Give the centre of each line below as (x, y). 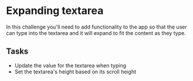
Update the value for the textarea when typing (70, 65)
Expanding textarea (55, 11)
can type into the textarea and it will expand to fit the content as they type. (96, 33)
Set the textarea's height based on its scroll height (75, 72)
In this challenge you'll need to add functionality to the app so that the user (97, 27)
